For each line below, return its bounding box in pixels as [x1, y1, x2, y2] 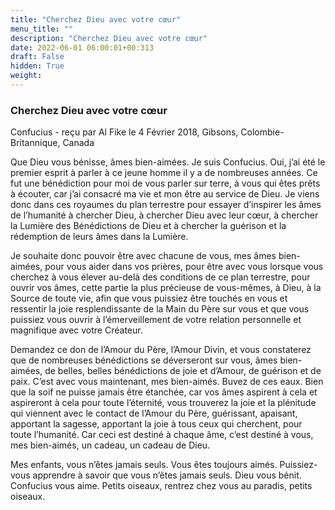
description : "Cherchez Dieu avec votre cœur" [10, 33, 208, 43]
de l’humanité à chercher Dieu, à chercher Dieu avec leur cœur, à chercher [10, 209, 319, 221]
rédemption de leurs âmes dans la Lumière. [10, 231, 189, 243]
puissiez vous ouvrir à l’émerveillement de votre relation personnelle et [10, 314, 302, 326]
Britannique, [10, 137, 61, 149]
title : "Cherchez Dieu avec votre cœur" [10, 14, 182, 25]
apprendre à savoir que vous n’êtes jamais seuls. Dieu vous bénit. [32, 469, 302, 481]
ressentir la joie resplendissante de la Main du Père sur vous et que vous [10, 303, 310, 315]
